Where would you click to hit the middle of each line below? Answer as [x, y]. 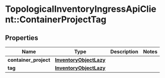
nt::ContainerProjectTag [56, 19]
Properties [22, 38]
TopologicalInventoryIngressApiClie [81, 9]
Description [124, 52]
